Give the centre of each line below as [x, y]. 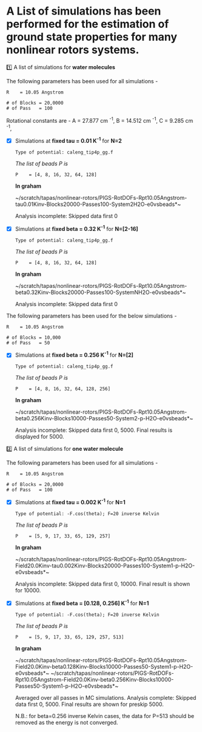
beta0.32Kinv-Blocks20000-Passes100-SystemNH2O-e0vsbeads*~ [100, 292]
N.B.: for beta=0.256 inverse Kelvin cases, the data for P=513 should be [105, 716]
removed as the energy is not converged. [66, 722]
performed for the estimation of [88, 24]
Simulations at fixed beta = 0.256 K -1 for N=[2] [74, 355]
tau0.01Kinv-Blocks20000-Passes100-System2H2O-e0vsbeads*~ [98, 204]
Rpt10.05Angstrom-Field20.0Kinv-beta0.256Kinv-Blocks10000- [94, 679]
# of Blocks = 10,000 [34, 337]
